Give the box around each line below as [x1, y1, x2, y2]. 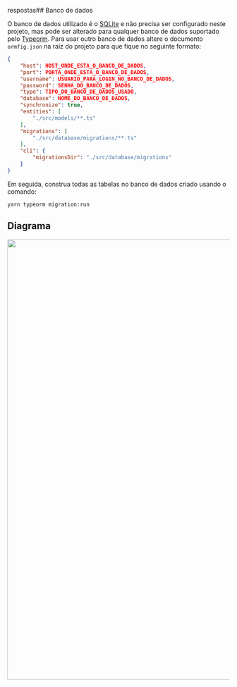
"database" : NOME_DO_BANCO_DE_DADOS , [20, 95, 131, 102]
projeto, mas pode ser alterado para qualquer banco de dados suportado [7, 27, 220, 35]
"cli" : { [20, 147, 46, 154]
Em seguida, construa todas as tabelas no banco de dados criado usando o [7, 180, 227, 188]
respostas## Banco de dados [7, 6, 93, 14]
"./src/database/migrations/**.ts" [32, 134, 138, 142]
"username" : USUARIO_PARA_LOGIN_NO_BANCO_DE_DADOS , [20, 75, 175, 82]
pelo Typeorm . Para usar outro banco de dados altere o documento [7, 35, 203, 43]
